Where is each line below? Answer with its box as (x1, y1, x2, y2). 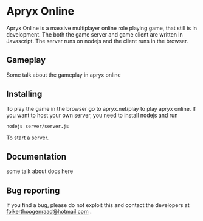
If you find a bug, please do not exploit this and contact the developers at (6, 202, 190, 209)
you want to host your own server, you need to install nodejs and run (6, 111, 178, 119)
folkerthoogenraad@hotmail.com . (6, 208, 92, 216)
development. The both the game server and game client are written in (6, 30, 184, 38)
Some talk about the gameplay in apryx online (6, 71, 121, 79)
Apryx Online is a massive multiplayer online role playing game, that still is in (6, 24, 198, 32)
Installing (6, 89, 43, 99)
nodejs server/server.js (6, 123, 69, 129)
